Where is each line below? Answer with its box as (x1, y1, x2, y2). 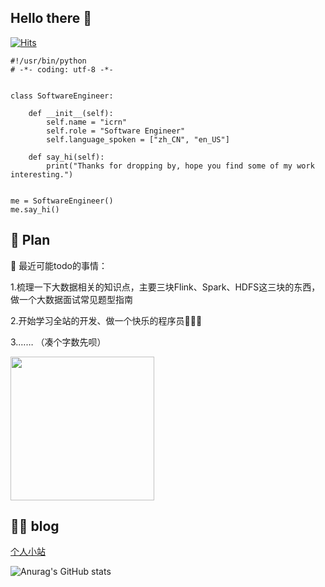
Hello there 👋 (10, 10, 93, 27)
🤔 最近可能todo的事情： (10, 259, 108, 271)
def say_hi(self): (28, 152, 105, 162)
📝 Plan (10, 232, 51, 249)
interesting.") (10, 169, 74, 180)
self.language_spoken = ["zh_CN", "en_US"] (46, 134, 230, 145)
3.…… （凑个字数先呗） (10, 336, 107, 348)
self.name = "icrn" (46, 117, 128, 127)
